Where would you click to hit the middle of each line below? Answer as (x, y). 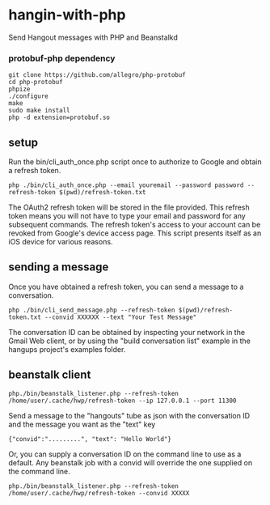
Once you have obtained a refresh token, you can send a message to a (126, 286)
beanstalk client (50, 375)
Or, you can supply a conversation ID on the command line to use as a (125, 454)
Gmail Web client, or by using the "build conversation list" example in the (129, 341)
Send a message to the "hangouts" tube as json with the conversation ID (129, 415)
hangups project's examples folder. (67, 349)
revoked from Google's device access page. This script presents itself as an (135, 233)
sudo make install (39, 111)
